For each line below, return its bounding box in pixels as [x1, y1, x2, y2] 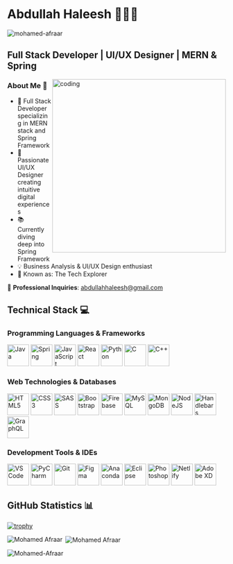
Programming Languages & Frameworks [7, 328, 146, 338]
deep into [17, 239, 45, 248]
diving [17, 232, 35, 241]
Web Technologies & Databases [7, 377, 116, 387]
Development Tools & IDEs [7, 447, 98, 457]
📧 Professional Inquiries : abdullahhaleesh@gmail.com [7, 283, 163, 291]
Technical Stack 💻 [7, 305, 90, 316]
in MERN [23, 119, 48, 127]
